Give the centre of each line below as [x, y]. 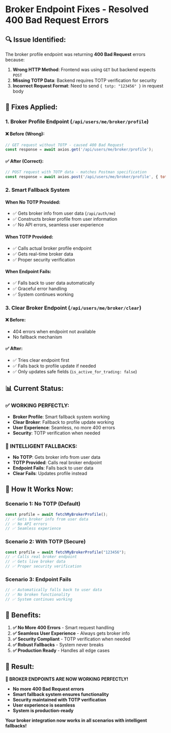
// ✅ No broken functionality [38, 595]
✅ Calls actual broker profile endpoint [52, 248]
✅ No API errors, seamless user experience [58, 225]
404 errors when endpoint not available [54, 331]
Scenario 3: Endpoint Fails [38, 579]
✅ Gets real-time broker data [43, 254]
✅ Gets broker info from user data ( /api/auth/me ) [64, 213]
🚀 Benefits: [23, 615]
